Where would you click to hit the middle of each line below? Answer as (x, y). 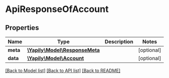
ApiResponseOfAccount (57, 9)
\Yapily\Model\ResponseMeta (63, 50)
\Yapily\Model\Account (55, 58)
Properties (22, 28)
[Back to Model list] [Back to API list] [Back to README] (63, 70)
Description (119, 42)
